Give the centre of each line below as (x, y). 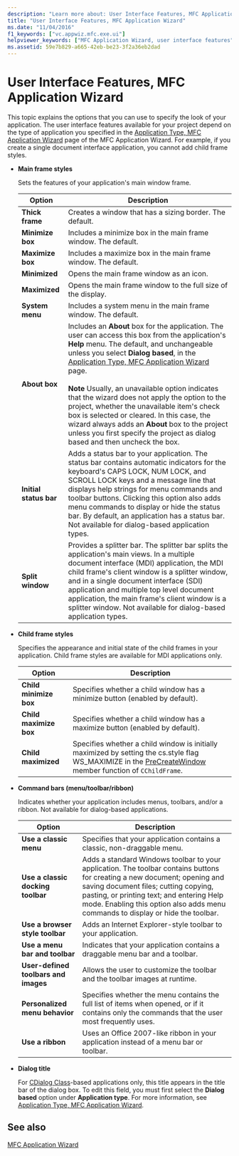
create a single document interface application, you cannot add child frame (118, 147)
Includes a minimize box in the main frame (138, 232)
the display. (87, 294)
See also (27, 1127)
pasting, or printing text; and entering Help (153, 895)
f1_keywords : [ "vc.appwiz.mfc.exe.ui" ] (67, 34)
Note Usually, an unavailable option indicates (143, 388)
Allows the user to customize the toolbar (149, 969)
